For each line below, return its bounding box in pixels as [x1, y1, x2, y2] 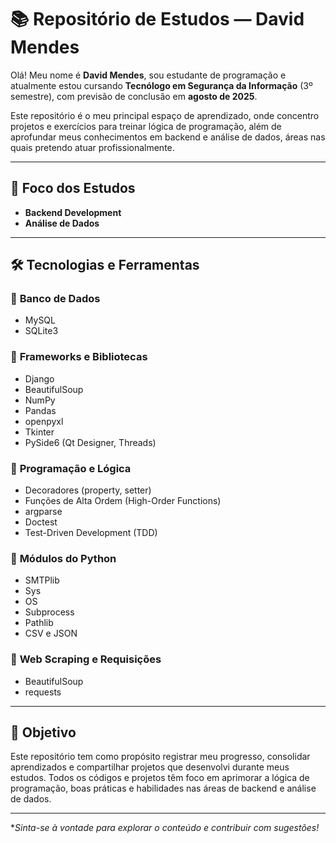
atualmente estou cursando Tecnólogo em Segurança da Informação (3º [10, 79, 313, 91]
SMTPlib [24, 574, 60, 586]
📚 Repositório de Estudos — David [10, 8, 305, 31]
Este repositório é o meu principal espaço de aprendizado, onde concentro [10, 109, 320, 121]
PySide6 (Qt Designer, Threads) [24, 436, 157, 448]
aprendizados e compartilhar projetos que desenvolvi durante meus [10, 761, 290, 773]
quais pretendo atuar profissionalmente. [10, 141, 175, 153]
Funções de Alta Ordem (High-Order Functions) [24, 495, 222, 507]
